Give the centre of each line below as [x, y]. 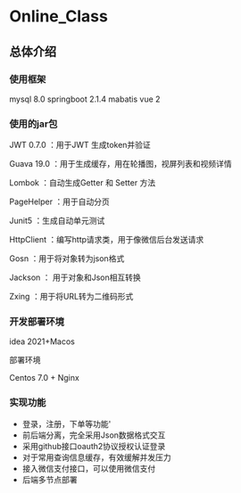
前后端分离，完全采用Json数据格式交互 [94, 435]
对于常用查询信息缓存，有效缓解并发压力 [96, 457]
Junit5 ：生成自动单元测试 [57, 221]
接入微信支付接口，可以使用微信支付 [89, 468]
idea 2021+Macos [42, 341]
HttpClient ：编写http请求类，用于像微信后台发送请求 [107, 240]
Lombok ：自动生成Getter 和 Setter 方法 [83, 183]
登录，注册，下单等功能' [66, 423]
